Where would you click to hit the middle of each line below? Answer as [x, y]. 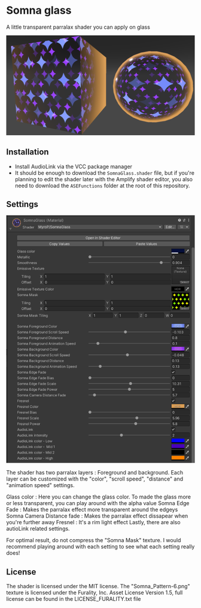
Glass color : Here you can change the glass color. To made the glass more [99, 497]
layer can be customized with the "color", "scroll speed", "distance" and [95, 479]
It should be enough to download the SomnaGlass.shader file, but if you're [104, 173]
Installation [28, 152]
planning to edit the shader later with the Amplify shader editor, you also [104, 179]
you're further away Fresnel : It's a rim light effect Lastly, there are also [93, 522]
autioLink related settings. [38, 529]
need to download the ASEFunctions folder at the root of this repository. [102, 186]
